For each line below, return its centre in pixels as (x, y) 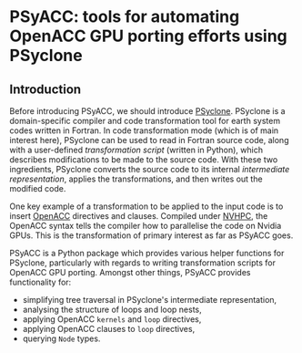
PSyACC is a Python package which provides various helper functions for (147, 253)
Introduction (45, 89)
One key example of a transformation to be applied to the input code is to (146, 206)
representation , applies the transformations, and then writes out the (136, 179)
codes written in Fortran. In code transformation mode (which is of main (144, 130)
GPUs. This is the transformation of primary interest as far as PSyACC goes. (151, 235)
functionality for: (40, 282)
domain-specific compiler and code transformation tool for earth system (145, 121)
